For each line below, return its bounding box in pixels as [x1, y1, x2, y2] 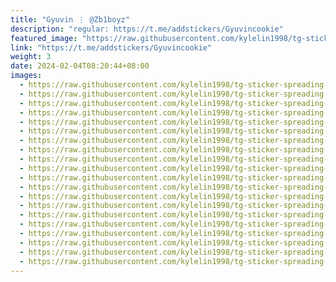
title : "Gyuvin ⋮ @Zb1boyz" [10, 14, 130, 25]
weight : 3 [10, 52, 52, 62]
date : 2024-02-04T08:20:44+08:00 [10, 61, 150, 71]
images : [10, 71, 43, 81]
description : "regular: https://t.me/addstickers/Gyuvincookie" [10, 24, 284, 34]
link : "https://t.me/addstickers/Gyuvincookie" [10, 42, 213, 53]
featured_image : [10, 33, 78, 43]
